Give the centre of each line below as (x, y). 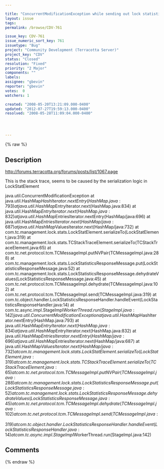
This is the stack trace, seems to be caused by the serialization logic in (76, 181)
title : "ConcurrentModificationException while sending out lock (73, 14)
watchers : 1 (17, 95)
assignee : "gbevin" (25, 82)
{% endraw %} (20, 462)
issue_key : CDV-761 (25, 36)
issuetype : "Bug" (23, 45)
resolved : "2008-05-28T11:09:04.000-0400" (49, 113)
